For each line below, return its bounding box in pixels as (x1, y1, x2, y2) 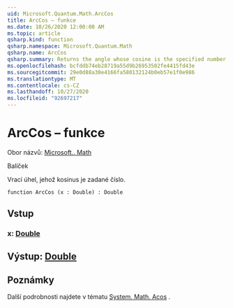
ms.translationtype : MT (7, 75, 77, 83)
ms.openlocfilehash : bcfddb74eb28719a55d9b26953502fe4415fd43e (7, 62, 195, 69)
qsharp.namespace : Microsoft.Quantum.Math (7, 43, 133, 50)
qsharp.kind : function (7, 36, 73, 43)
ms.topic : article (7, 29, 61, 37)
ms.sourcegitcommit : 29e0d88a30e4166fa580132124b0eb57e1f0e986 (7, 69, 195, 76)
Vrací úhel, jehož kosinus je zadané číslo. (7, 175, 126, 183)
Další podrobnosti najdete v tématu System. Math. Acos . (7, 293, 171, 301)
